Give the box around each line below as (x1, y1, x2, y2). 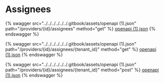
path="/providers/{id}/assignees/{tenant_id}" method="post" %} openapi (5, 67, 159, 73)
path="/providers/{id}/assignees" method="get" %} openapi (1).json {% (5, 25, 156, 31)
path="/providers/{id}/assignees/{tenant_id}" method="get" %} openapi (5, 46, 156, 52)
